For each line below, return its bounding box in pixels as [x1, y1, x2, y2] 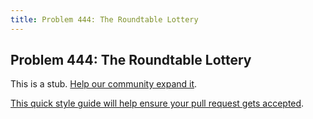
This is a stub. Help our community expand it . [10, 78, 198, 90]
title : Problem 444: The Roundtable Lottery [10, 14, 199, 25]
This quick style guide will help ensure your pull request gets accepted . [10, 97, 305, 110]
